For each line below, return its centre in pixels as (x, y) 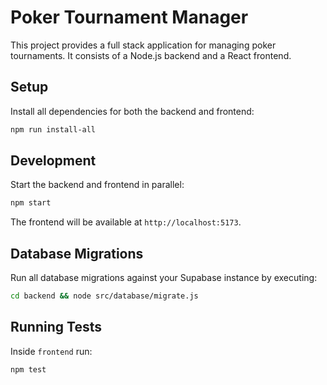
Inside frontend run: (51, 351)
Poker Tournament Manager (129, 17)
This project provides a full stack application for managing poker (143, 45)
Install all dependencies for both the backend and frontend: (132, 111)
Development (53, 161)
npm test (28, 369)
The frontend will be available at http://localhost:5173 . (126, 222)
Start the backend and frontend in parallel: (97, 185)
